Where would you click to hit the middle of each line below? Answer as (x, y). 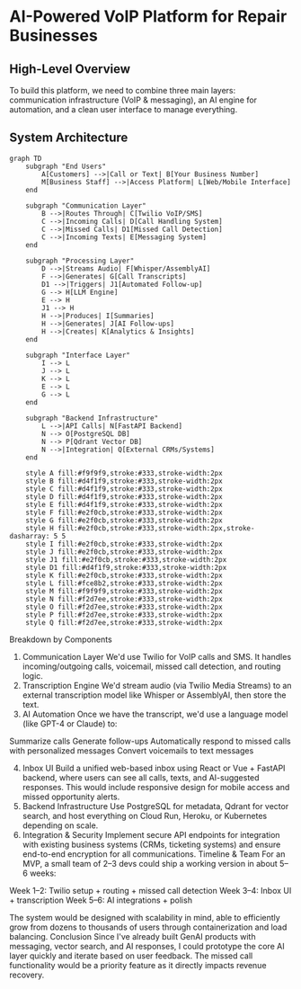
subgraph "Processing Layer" (80, 261)
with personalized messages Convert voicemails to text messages (132, 750)
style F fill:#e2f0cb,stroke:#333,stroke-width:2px (124, 512)
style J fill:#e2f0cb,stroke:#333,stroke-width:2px (124, 552)
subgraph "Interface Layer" (78, 355)
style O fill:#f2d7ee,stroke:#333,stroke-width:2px (124, 607)
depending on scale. (60, 825)
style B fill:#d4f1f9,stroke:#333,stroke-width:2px (124, 481)
